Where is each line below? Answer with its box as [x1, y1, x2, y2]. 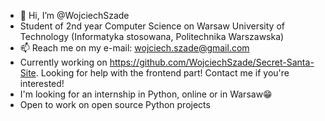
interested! [19, 78, 65, 89]
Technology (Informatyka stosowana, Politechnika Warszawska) [19, 31, 285, 42]
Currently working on [19, 56, 108, 68]
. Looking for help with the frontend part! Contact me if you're [35, 67, 290, 79]
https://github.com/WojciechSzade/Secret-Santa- [109, 56, 315, 68]
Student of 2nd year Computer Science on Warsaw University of [19, 20, 285, 32]
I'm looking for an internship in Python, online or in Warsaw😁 [19, 88, 273, 100]
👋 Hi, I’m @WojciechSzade [19, 10, 130, 21]
